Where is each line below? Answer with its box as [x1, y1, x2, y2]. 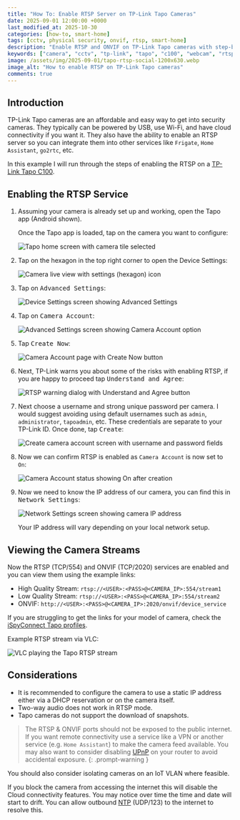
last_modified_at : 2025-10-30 [7, 24, 98, 31]
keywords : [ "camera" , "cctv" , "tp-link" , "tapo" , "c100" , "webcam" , [7, 51, 216, 58]
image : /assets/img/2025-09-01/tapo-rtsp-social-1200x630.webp [7, 57, 200, 64]
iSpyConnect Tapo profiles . [7, 621, 88, 629]
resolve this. [7, 805, 44, 814]
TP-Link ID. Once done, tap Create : [17, 425, 124, 434]
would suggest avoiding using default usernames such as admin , [17, 410, 207, 419]
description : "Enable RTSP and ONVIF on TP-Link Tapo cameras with [7, 44, 213, 51]
